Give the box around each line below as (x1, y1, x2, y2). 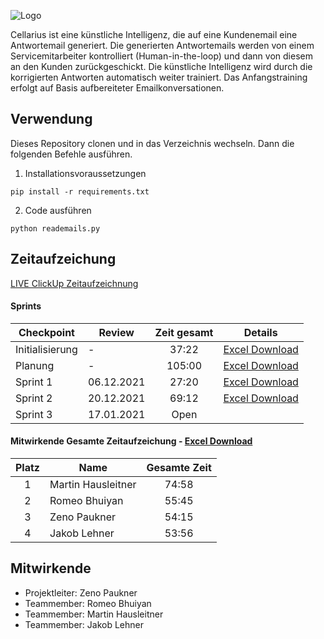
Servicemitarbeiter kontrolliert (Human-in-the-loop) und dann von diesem (10, 50, 313, 62)
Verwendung (10, 111, 93, 128)
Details (243, 325, 278, 339)
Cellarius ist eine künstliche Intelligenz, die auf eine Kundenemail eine (10, 29, 298, 40)
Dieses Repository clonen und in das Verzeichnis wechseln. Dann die (10, 137, 295, 149)
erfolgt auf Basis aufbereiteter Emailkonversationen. (10, 82, 225, 94)
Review (98, 325, 135, 339)
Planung (15, 358, 55, 372)
